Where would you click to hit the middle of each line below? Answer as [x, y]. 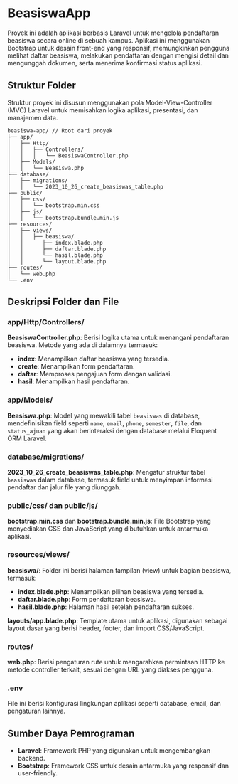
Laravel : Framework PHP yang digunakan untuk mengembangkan [114, 751]
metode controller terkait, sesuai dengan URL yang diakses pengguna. [110, 669]
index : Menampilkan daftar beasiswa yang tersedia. [93, 359]
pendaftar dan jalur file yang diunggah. [64, 487]
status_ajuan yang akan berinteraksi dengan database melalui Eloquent [112, 430]
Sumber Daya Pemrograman [71, 733]
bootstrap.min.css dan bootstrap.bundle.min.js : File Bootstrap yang [109, 521]
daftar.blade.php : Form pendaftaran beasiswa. [87, 599]
